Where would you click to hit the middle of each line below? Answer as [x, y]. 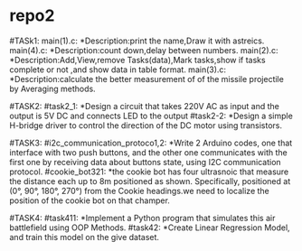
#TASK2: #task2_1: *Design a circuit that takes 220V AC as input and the [145, 106]
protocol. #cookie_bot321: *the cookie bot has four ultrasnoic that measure [149, 172]
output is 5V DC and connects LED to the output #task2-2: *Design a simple [151, 116]
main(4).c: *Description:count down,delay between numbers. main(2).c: [144, 50]
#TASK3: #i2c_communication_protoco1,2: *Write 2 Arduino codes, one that [151, 143]
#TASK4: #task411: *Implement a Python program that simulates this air [142, 218]
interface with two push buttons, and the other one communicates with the [148, 152]
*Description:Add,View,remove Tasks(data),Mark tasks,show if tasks [137, 60]
